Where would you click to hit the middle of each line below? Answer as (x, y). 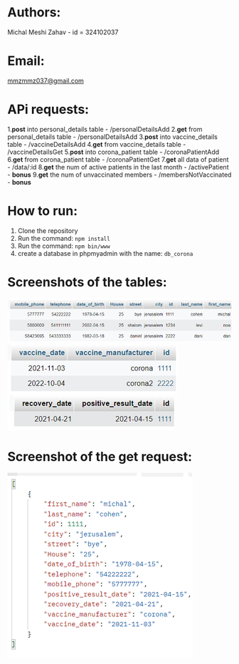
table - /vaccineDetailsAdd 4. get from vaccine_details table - (97, 144)
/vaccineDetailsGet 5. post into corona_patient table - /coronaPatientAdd (113, 152)
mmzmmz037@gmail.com (46, 81)
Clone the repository (48, 230)
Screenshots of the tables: (87, 282)
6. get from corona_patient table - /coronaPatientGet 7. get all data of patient (118, 159)
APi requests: (48, 109)
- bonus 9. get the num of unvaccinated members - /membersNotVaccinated (119, 175)
